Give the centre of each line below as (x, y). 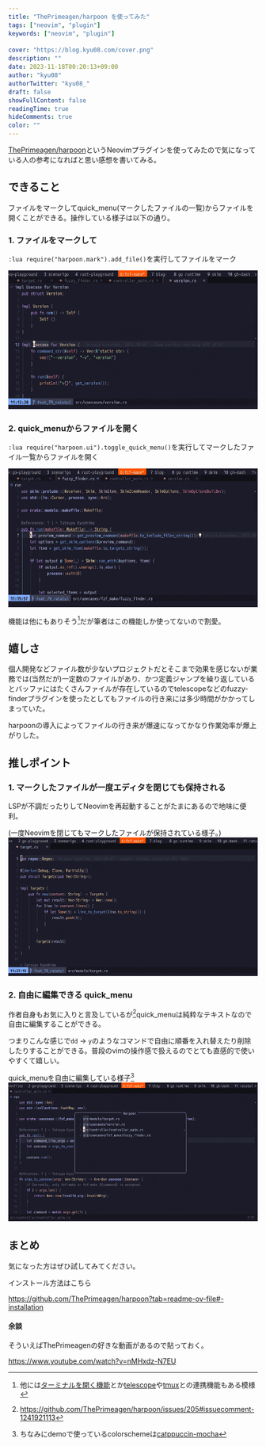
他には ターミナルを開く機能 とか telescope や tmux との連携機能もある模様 (137, 1385)
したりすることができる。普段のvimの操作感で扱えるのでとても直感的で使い (131, 1051)
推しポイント (40, 763)
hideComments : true (40, 117)
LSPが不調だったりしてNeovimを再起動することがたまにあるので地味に (124, 806)
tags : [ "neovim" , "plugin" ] (55, 25)
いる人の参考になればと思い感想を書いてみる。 (84, 160)
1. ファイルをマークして (53, 240)
